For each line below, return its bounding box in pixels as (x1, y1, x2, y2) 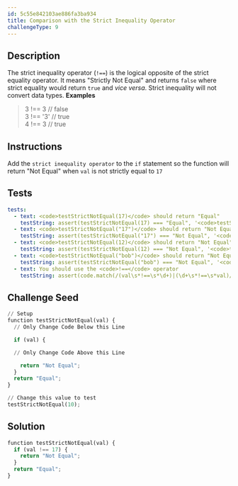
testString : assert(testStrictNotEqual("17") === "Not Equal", (20, 232, 211, 239)
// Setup (7, 310, 33, 317)
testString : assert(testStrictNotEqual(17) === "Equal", (20, 219, 192, 227)
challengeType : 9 (7, 23, 59, 30)
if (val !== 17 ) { (13, 446, 69, 453)
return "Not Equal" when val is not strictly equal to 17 (7, 167, 163, 175)
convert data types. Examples (7, 91, 96, 100)
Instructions (7, 140, 62, 152)
